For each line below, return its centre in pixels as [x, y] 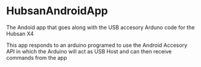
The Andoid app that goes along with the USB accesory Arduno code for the [100, 27]
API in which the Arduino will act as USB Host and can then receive [89, 51]
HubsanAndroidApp [57, 11]
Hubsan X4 [20, 33]
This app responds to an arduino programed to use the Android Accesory [97, 45]
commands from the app [37, 58]
